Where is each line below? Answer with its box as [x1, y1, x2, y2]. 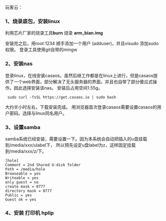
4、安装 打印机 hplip [5, 209, 54, 216]
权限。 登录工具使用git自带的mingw [5, 46, 78, 53]
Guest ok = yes [5, 197, 37, 202]
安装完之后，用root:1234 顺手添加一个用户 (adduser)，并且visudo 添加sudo [5, 41, 159, 46]
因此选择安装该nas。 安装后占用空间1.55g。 [13, 85, 103, 90]
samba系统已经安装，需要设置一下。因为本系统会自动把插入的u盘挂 [5, 135, 143, 142]
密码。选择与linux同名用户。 [9, 110, 67, 116]
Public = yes [5, 192, 32, 198]
